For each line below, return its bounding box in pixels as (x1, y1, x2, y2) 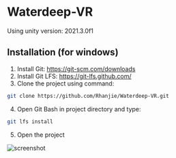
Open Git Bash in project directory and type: (16, 105, 141, 113)
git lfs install (7, 118, 53, 125)
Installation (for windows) (7, 47, 119, 58)
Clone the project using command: (16, 79, 115, 88)
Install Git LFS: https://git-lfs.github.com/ (16, 72, 132, 80)
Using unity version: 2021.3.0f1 (7, 27, 94, 35)
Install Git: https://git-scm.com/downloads (16, 64, 136, 73)
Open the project (16, 131, 65, 139)
